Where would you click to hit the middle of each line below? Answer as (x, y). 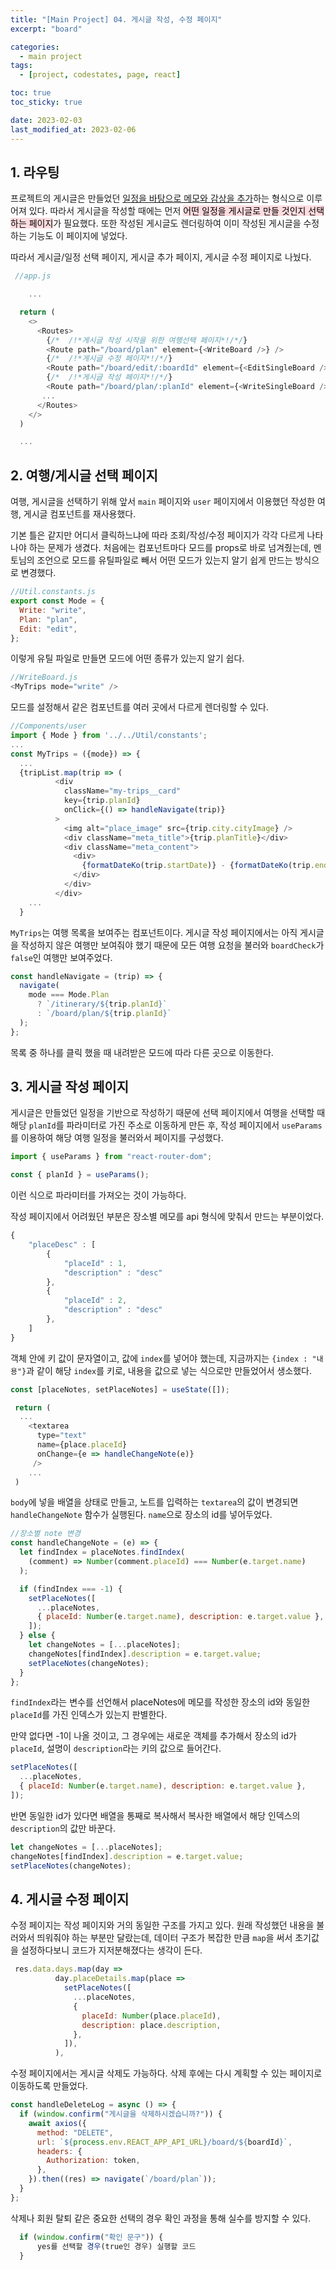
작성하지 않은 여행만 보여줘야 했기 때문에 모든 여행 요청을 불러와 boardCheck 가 (172, 945)
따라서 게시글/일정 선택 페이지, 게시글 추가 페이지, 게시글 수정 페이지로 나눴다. (161, 257)
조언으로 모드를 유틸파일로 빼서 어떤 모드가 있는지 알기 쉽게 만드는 (164, 560)
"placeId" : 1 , (95, 1263)
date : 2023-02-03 (46, 120)
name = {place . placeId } (82, 1445)
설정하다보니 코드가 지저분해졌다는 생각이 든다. (111, 1950)
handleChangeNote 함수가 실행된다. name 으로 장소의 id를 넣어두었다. (141, 1515)
